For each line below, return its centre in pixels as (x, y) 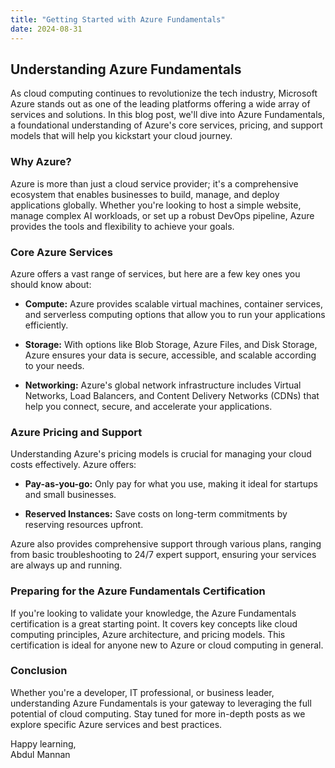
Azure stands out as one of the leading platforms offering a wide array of (160, 104)
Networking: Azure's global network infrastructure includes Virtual (163, 385)
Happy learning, (43, 743)
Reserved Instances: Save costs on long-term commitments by (156, 514)
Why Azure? (41, 162)
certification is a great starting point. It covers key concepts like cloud (154, 623)
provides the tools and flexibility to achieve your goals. (122, 226)
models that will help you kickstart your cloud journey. (121, 136)
